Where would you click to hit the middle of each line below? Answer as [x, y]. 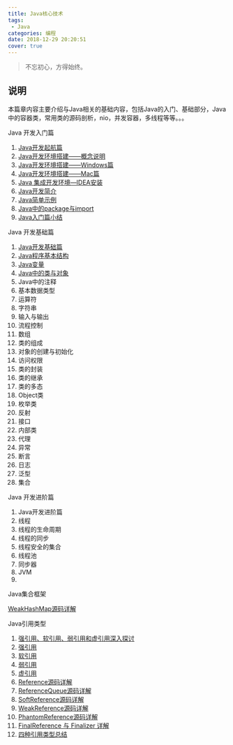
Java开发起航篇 [40, 147]
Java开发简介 [37, 191]
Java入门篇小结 [40, 217]
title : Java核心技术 [36, 14]
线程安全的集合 [39, 547]
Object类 [31, 395]
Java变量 [31, 264]
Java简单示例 [37, 200]
